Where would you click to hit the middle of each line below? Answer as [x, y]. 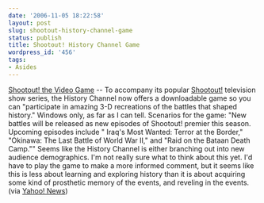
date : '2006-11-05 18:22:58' [56, 15]
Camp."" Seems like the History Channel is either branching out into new [126, 148]
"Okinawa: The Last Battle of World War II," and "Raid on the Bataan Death [130, 140]
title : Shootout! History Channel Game [74, 45]
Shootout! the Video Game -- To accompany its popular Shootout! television [132, 90]
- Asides [23, 67]
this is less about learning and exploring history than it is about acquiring [127, 174]
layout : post [30, 23]
